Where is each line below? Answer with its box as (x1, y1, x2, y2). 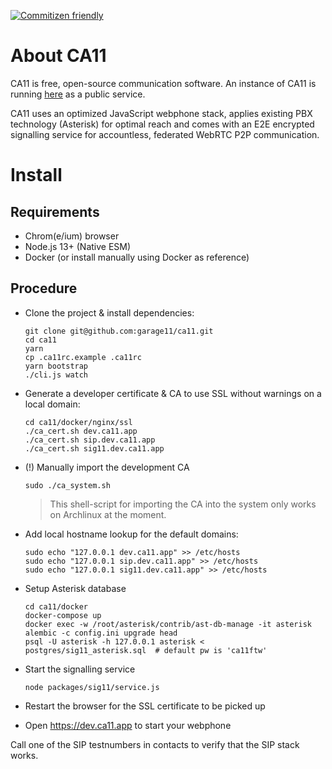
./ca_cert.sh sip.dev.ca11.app (24, 435, 156, 445)
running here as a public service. (10, 88, 146, 100)
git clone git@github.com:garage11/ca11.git (24, 326, 214, 336)
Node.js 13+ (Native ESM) (24, 240, 132, 252)
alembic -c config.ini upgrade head (24, 628, 178, 638)
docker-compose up (24, 610, 102, 620)
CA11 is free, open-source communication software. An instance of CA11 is (10, 77, 317, 89)
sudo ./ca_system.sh (24, 480, 111, 490)
